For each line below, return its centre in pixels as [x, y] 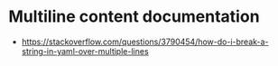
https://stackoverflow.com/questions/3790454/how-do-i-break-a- [145, 42]
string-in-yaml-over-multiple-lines [85, 51]
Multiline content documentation [134, 17]
